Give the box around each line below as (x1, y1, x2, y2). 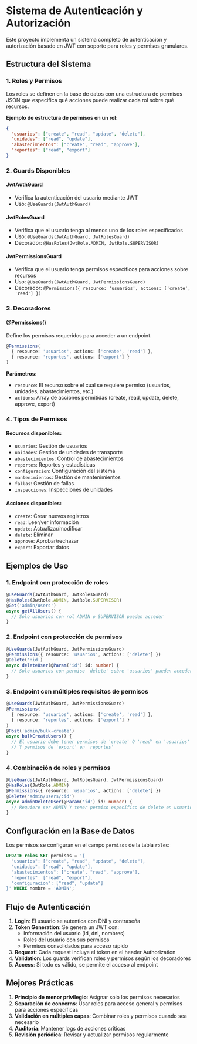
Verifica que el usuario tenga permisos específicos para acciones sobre (14, 266, 189, 273)
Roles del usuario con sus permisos (23, 936, 110, 943)
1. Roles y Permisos (6, 77, 63, 85)
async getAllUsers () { (6, 608, 62, 614)
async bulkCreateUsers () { (6, 734, 72, 739)
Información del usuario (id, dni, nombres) (23, 930, 125, 937)
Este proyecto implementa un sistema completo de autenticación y (6, 36, 167, 43)
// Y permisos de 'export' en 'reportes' (11, 744, 114, 751)
